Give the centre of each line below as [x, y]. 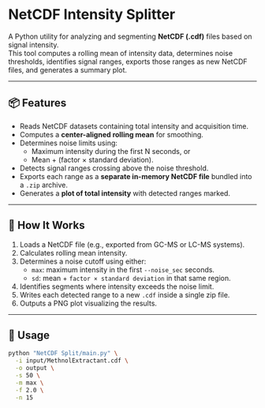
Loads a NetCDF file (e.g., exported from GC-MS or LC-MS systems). [132, 244]
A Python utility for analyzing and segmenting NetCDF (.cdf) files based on [130, 36]
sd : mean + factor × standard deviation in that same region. [131, 278]
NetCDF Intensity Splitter [92, 15]
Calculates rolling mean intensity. [73, 253]
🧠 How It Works [47, 225]
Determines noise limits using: [69, 143]
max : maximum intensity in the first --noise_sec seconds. [123, 269]
